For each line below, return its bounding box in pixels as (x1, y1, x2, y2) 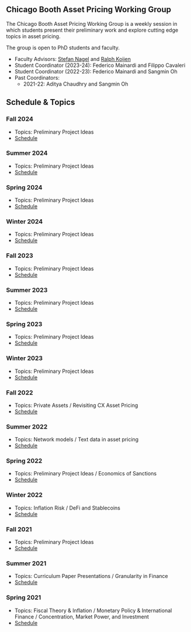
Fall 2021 (6, 525, 32, 533)
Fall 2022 (6, 388, 33, 396)
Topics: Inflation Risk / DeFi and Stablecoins (14, 504, 121, 511)
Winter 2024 (6, 218, 43, 226)
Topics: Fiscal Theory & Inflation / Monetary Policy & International (14, 607, 172, 614)
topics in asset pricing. (6, 32, 61, 40)
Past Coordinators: (14, 74, 60, 81)
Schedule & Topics (6, 97, 75, 107)
